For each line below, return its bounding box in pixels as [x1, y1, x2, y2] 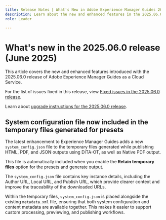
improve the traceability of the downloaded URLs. [5, 184, 106, 190]
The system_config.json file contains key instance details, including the [5, 174, 151, 180]
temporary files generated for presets [5, 125, 124, 134]
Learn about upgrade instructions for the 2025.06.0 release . [5, 104, 127, 110]
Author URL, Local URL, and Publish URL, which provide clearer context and [5, 179, 160, 185]
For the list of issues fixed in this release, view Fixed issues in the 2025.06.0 [5, 89, 160, 95]
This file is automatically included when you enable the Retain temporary [5, 159, 155, 165]
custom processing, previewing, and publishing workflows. [5, 209, 125, 215]
